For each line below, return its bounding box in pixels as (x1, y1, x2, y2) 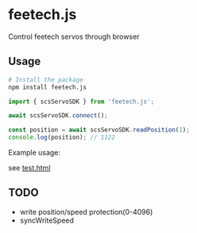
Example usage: (8, 148, 61, 157)
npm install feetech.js (8, 83, 87, 91)
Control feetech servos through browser (8, 32, 140, 41)
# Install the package (8, 75, 83, 84)
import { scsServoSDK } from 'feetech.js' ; (8, 97, 155, 105)
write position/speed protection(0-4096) (19, 207, 153, 216)
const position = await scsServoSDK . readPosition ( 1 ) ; (8, 126, 191, 134)
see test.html (8, 163, 51, 172)
